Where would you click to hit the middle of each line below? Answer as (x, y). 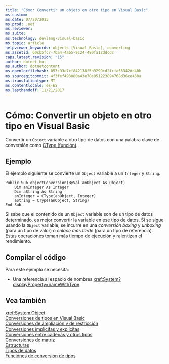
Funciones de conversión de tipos (40, 356)
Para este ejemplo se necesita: (37, 270)
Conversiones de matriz (30, 340)
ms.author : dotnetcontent (32, 66)
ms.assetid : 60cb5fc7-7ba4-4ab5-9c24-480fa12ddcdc (60, 52)
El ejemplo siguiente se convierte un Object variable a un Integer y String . (83, 173)
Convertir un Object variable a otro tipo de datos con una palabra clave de (82, 140)
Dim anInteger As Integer (42, 187)
